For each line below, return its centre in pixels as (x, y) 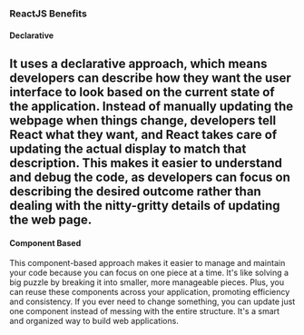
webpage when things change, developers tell (143, 120)
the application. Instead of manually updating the (151, 106)
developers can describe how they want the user (151, 78)
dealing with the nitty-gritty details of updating (145, 206)
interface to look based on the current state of (142, 92)
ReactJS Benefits (49, 14)
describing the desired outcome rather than (135, 191)
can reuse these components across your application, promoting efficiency (150, 292)
